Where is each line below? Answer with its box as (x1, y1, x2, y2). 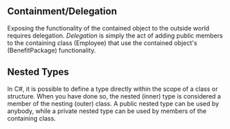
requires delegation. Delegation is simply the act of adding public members (7, 31, 223, 40)
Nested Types (7, 66, 70, 78)
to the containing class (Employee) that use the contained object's (7, 38, 197, 47)
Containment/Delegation (7, 6, 117, 17)
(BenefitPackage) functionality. (7, 46, 96, 54)
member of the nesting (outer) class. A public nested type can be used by (7, 99, 220, 108)
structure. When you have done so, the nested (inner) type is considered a (7, 92, 222, 100)
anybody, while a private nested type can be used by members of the (7, 107, 207, 115)
